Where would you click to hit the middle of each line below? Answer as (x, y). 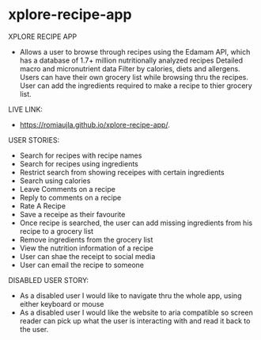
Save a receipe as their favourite (72, 214)
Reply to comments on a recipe (70, 197)
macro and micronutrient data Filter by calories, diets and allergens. (130, 68)
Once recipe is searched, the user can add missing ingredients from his (136, 223)
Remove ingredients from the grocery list (86, 239)
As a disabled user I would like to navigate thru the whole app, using (130, 296)
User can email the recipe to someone (82, 265)
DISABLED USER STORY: (49, 280)
